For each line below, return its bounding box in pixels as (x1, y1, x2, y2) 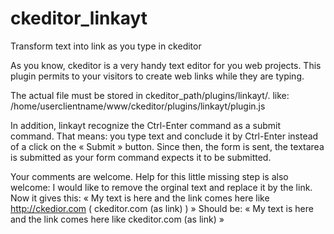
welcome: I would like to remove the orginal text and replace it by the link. (10, 181, 313, 193)
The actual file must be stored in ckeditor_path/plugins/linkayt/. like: (10, 89, 290, 101)
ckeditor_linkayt (10, 7, 148, 30)
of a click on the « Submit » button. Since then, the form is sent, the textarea (10, 140, 325, 152)
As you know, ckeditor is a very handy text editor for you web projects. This (10, 59, 322, 71)
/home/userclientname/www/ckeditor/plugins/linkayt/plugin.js (10, 100, 266, 112)
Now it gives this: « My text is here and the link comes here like (10, 192, 270, 204)
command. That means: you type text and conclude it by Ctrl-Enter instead (10, 130, 319, 142)
